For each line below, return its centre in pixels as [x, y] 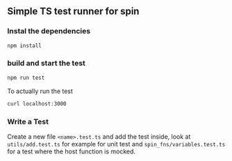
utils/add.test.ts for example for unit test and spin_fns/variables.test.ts [116, 144]
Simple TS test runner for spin [73, 11]
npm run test [26, 78]
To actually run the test [40, 91]
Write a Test [28, 121]
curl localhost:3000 [37, 103]
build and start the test [46, 63]
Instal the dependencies [49, 31]
